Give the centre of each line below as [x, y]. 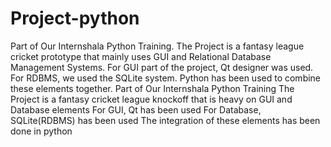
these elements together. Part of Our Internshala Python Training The [152, 88]
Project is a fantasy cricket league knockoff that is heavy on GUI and [151, 99]
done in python [41, 131]
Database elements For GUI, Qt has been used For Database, [136, 109]
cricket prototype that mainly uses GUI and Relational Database [141, 56]
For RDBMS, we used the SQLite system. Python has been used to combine [166, 78]
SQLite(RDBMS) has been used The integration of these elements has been [165, 120]
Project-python [75, 18]
